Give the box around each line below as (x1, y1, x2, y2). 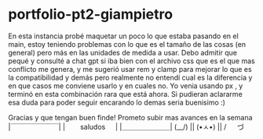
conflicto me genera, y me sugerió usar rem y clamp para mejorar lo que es (8, 64, 253, 73)
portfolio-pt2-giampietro (8, 5, 174, 23)
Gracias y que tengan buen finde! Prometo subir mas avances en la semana (8, 112, 253, 122)
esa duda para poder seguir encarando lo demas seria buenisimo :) (8, 98, 226, 107)
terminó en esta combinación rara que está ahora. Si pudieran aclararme (8, 89, 243, 98)
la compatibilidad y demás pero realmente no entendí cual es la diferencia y (8, 73, 253, 82)
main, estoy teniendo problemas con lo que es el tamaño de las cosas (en (8, 39, 246, 48)
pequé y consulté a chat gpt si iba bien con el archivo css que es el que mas (8, 56, 255, 66)
